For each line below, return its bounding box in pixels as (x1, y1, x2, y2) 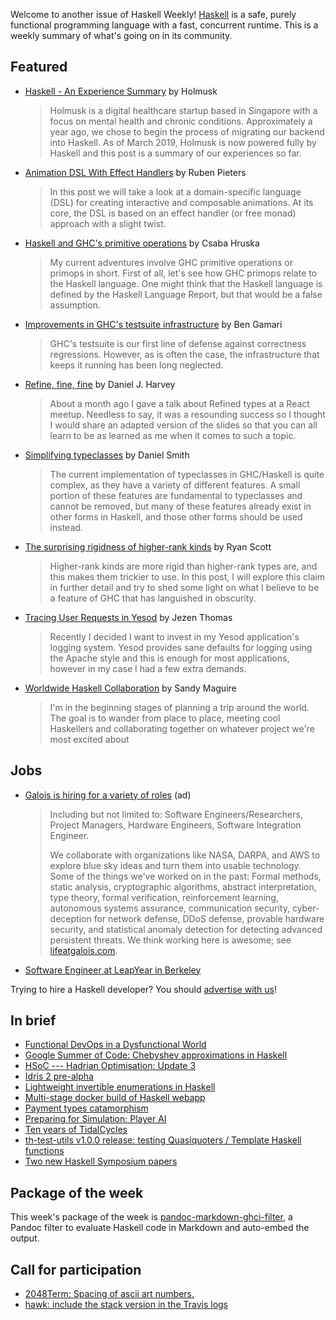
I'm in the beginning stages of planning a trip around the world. (49, 701, 310, 713)
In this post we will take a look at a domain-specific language (49, 185, 302, 198)
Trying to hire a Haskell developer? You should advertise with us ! (10, 983, 278, 995)
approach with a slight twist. (49, 217, 167, 229)
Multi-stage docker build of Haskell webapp (24, 1092, 206, 1104)
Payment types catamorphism (24, 1102, 149, 1114)
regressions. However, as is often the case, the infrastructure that (49, 348, 320, 360)
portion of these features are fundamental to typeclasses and (49, 489, 303, 501)
